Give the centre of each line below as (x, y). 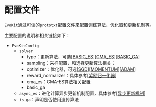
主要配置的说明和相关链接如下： (37, 35)
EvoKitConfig (25, 46)
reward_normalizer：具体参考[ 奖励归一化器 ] (72, 75)
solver (26, 51)
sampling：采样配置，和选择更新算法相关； (71, 63)
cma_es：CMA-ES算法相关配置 (59, 81)
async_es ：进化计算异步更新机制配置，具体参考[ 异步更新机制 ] (82, 93)
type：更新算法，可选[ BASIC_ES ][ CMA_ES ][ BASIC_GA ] (83, 56)
